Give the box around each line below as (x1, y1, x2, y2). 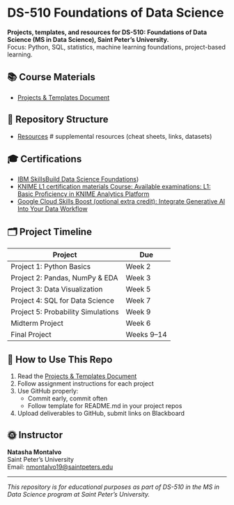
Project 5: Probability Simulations (10, 307, 120, 317)
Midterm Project (10, 319, 64, 329)
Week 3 (125, 273, 151, 283)
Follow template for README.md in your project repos (27, 402, 182, 409)
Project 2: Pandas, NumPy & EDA (10, 273, 118, 283)
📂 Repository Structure (7, 114, 109, 126)
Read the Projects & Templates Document (17, 372, 137, 380)
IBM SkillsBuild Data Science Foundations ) (17, 175, 139, 183)
